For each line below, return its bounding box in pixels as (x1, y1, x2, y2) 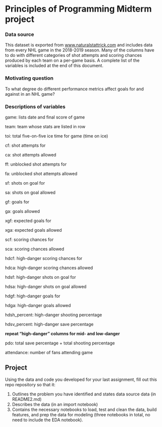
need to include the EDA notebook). (12, 417, 83, 423)
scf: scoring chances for (5, 237, 54, 242)
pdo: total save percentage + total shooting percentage (5, 340, 115, 346)
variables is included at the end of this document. (5, 63, 103, 68)
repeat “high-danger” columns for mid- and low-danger (5, 331, 120, 337)
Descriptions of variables (5, 103, 66, 110)
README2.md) (12, 396, 42, 402)
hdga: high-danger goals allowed (5, 303, 71, 308)
